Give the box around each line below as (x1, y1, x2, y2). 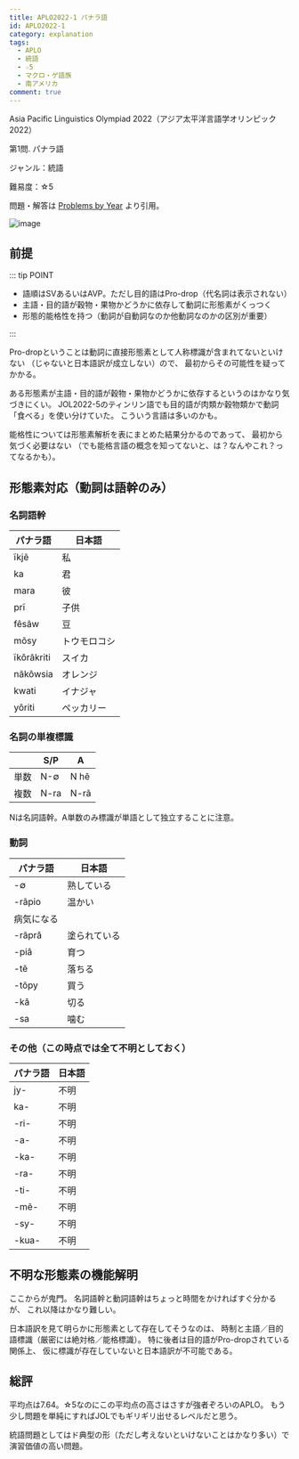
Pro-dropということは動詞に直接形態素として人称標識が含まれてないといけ (9, 346, 284, 357)
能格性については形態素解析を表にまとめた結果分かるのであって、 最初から (9, 429, 283, 440)
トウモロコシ (61, 635, 116, 647)
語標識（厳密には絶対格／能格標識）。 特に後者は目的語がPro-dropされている (9, 1333, 290, 1345)
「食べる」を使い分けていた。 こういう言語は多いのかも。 (9, 411, 222, 421)
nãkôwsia (13, 668, 53, 680)
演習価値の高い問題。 (9, 1440, 87, 1451)
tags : (9, 37, 29, 47)
